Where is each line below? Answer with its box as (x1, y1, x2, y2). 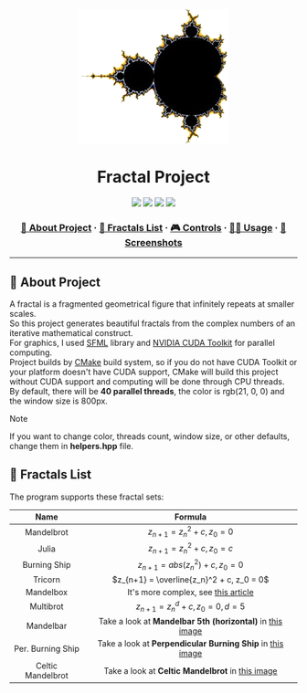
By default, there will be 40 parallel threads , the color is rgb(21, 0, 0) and (9, 386, 285, 397)
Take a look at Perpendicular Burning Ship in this (97, 638, 284, 649)
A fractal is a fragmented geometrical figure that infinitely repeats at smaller (9, 299, 295, 310)
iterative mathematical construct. (9, 328, 134, 339)
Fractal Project (97, 167, 210, 187)
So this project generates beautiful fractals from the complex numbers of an (9, 318, 296, 329)
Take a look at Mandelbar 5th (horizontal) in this (99, 615, 283, 626)
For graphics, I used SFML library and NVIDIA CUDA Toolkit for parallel (9, 338, 276, 349)
